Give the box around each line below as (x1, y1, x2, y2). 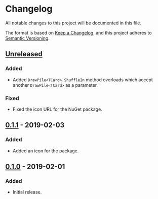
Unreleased (5, 50, 43, 58)
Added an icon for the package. (12, 148, 79, 154)
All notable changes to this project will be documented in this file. (5, 20, 142, 26)
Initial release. (12, 189, 42, 195)
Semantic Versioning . (5, 35, 50, 41)
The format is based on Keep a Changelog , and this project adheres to (5, 29, 152, 36)
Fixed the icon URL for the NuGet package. (12, 106, 102, 112)
